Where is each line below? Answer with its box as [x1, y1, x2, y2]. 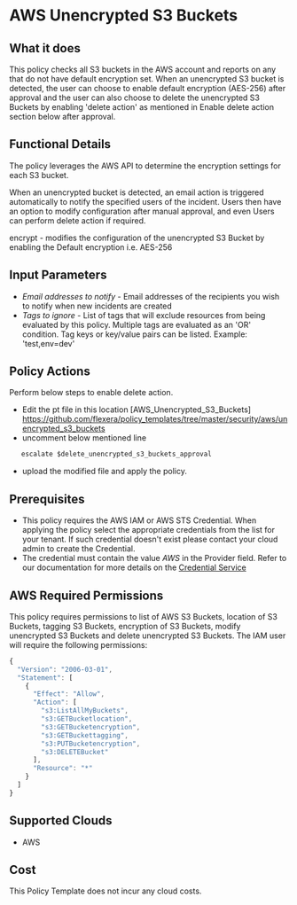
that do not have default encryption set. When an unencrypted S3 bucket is [9, 74, 285, 84]
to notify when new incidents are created [21, 300, 173, 311]
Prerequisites [9, 491, 85, 506]
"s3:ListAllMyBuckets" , [41, 706, 129, 715]
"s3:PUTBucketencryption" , [41, 739, 141, 748]
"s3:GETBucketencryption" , [41, 722, 141, 731]
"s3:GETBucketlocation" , [41, 714, 133, 723]
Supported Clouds [9, 813, 113, 829]
